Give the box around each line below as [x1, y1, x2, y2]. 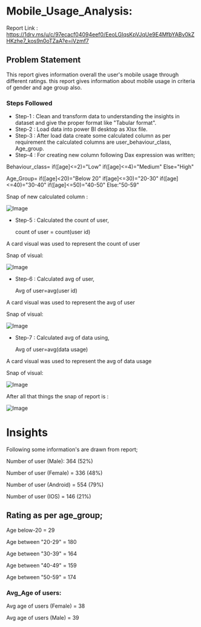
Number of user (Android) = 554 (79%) [6, 481, 104, 488]
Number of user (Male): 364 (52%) [6, 457, 93, 464]
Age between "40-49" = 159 [6, 562, 77, 569]
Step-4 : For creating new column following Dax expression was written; [15, 152, 196, 159]
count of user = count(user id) [15, 229, 91, 236]
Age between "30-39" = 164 [6, 550, 77, 557]
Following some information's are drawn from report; [6, 446, 138, 453]
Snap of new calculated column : [6, 193, 88, 201]
